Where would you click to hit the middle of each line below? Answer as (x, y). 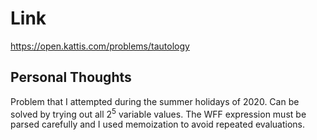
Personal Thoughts (71, 77)
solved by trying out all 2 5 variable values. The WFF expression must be (158, 113)
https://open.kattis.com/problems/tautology (100, 46)
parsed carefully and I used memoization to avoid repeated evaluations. (158, 124)
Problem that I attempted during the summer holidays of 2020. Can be (155, 101)
